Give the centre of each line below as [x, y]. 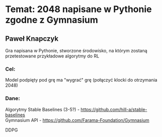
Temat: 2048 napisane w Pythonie [78, 9]
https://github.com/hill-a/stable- [114, 109]
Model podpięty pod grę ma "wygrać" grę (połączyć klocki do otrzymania [81, 80]
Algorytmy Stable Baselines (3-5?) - [42, 109]
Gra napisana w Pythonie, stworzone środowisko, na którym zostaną [76, 51]
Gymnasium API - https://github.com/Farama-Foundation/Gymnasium [77, 120]
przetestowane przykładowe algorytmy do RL [52, 56]
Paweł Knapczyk [32, 39]
